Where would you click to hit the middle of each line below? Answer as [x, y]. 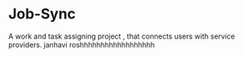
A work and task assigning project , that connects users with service [122, 36]
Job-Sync [42, 14]
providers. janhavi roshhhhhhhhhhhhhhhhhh [82, 44]
